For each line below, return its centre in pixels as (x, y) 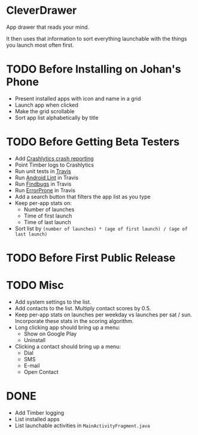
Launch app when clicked (47, 105)
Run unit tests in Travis (43, 171)
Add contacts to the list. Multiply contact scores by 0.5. (83, 308)
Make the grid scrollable (45, 111)
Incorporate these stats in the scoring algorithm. (74, 321)
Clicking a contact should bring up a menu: (68, 346)
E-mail (32, 365)
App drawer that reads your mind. (48, 27)
